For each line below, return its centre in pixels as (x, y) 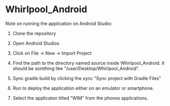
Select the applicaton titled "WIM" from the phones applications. (80, 98)
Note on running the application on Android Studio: (59, 23)
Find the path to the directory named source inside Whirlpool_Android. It (89, 63)
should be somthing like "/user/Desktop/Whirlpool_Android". (76, 68)
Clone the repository (34, 33)
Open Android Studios (36, 43)
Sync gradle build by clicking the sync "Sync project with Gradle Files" (87, 78)
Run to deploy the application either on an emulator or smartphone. (83, 88)
